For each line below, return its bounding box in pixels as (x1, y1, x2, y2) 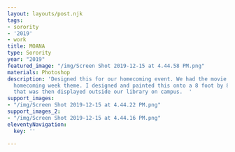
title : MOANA (7, 43, 45, 50)
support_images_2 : (7, 108, 61, 115)
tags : (7, 17, 23, 24)
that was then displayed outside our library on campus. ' (13, 88, 192, 95)
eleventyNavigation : (7, 120, 68, 128)
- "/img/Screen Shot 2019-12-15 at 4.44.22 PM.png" (7, 102, 161, 109)
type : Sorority (7, 50, 52, 57)
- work (7, 36, 27, 43)
